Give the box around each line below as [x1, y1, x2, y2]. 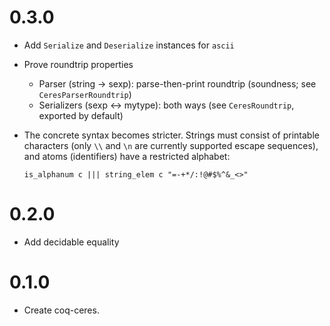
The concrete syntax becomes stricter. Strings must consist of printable [23, 129, 320, 141]
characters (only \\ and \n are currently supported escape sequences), [23, 139, 319, 151]
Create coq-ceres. [23, 304, 100, 316]
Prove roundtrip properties [23, 58, 134, 70]
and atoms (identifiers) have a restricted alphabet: [23, 150, 231, 162]
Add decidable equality [23, 236, 120, 248]
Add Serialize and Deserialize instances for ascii [23, 39, 235, 51]
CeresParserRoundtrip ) [38, 88, 132, 100]
